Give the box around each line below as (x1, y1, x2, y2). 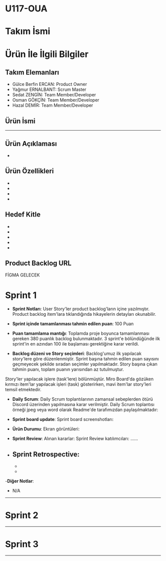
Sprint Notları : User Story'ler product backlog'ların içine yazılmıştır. (12, 306, 150, 312)
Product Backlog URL (5, 259, 72, 268)
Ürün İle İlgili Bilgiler (5, 48, 89, 60)
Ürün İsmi (5, 117, 36, 125)
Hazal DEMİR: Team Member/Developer (12, 102, 93, 108)
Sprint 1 (5, 289, 37, 301)
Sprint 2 (5, 510, 39, 521)
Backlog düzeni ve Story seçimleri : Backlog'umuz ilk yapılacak (12, 351, 142, 356)
